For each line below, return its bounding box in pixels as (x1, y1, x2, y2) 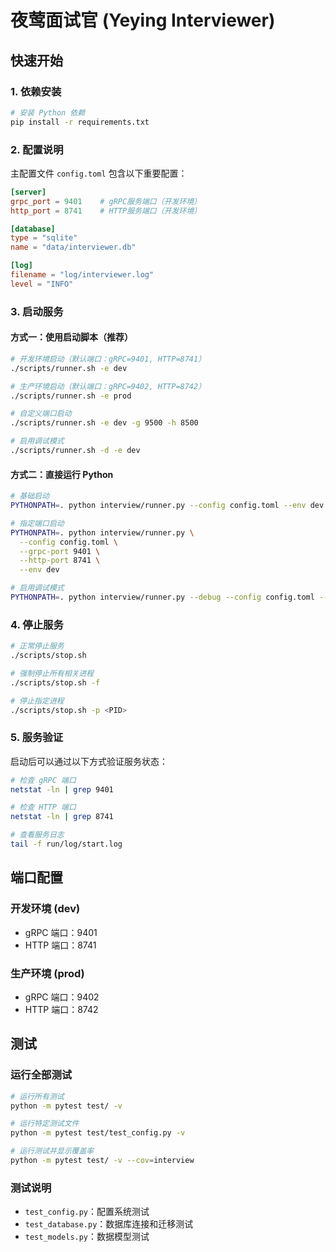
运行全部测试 (10, 1068, 73, 1082)
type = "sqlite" (10, 233, 78, 243)
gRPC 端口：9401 (24, 926, 98, 938)
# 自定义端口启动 (10, 409, 72, 419)
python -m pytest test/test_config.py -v (10, 1128, 186, 1138)
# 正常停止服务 (10, 641, 65, 651)
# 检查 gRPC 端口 (10, 775, 77, 785)
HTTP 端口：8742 (24, 1003, 99, 1015)
